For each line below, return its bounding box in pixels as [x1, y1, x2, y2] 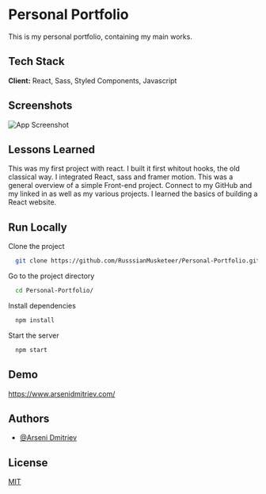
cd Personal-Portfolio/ [15, 287, 93, 295]
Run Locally [8, 220, 67, 234]
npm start [15, 346, 47, 354]
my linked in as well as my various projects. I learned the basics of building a [8, 189, 258, 199]
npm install [15, 316, 55, 324]
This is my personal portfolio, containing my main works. [8, 32, 192, 41]
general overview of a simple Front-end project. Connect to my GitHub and [8, 181, 253, 190]
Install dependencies [8, 301, 77, 310]
